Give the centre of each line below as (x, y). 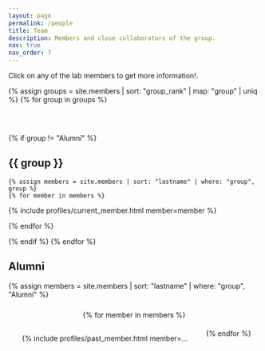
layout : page (30, 16)
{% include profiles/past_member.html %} (121, 338)
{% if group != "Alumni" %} (53, 138)
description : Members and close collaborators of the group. (112, 38)
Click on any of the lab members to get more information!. (103, 76)
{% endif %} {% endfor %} (52, 241)
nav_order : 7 (30, 53)
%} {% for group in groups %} (58, 100)
